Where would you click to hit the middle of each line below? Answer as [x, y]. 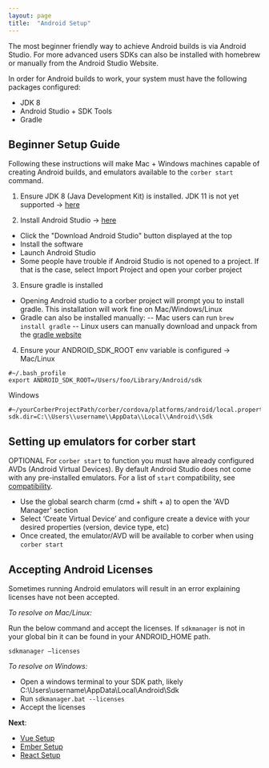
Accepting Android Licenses [81, 569]
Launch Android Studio [58, 253]
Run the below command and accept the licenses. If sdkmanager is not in [127, 628]
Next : [18, 722]
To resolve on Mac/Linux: [50, 612]
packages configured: [45, 87]
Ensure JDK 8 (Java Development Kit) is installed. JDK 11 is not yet [129, 196]
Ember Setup [41, 746]
